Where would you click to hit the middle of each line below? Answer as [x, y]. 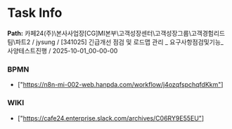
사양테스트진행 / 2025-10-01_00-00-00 [63, 50]
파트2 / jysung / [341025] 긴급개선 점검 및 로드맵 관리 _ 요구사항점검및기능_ [119, 42]
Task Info [35, 13]
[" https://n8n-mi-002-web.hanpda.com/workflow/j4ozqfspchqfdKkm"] [120, 85]
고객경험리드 [208, 33]
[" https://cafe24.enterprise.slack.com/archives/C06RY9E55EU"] [111, 118]
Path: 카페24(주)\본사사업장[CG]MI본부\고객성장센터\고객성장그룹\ [99, 33]
